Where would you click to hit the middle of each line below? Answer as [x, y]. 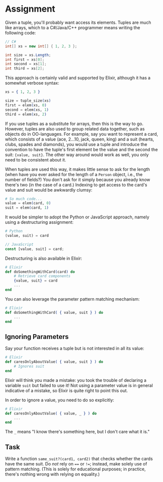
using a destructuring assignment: [39, 222]
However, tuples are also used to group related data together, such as [75, 129]
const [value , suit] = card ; [35, 249]
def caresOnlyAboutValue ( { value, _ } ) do [51, 413]
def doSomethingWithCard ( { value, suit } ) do [54, 312]
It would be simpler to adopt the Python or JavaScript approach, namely [77, 217]
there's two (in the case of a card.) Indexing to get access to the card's [76, 185]
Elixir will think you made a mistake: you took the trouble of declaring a [76, 380]
